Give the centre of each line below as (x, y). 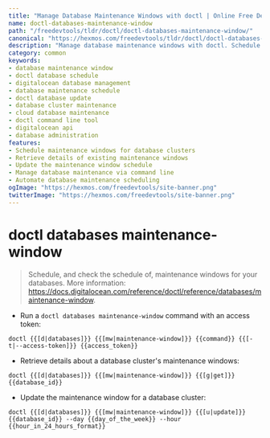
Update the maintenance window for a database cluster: (113, 397)
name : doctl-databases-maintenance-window (80, 23)
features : (25, 143)
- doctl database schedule (53, 76)
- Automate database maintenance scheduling (84, 180)
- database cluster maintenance (62, 105)
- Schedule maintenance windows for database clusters (102, 150)
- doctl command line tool (53, 121)
